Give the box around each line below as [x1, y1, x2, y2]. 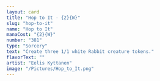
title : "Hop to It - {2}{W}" [6, 15, 81, 21]
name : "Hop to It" [6, 26, 53, 32]
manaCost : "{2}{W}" [6, 32, 56, 38]
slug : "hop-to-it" [6, 20, 53, 26]
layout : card [6, 9, 40, 15]
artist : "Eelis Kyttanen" [6, 60, 72, 66]
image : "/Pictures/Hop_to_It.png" [6, 65, 95, 72]
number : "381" [6, 37, 43, 43]
